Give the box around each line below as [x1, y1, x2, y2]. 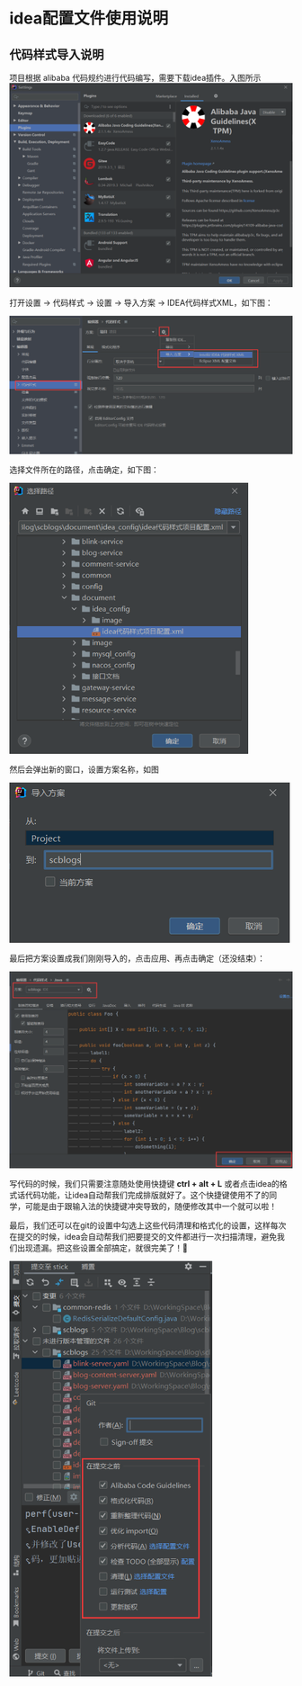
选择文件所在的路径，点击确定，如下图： [9, 464, 159, 475]
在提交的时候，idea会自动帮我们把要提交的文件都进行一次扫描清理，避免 [9, 1232, 278, 1242]
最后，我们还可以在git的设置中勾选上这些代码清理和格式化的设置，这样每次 [9, 1220, 287, 1231]
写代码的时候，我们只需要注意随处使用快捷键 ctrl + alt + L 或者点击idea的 [9, 1179, 280, 1189]
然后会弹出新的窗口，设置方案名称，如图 [9, 764, 159, 775]
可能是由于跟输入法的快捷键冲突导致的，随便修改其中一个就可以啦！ [24, 1201, 277, 1212]
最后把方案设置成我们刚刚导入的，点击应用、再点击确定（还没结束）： [9, 953, 265, 964]
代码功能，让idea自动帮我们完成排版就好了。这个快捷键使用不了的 [24, 1189, 270, 1201]
